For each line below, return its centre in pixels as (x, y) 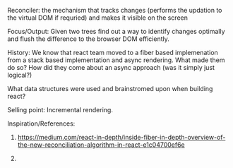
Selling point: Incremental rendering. (60, 110)
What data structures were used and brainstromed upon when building (110, 89)
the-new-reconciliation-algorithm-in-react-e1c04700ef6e (101, 145)
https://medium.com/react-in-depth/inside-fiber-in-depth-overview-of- (121, 137)
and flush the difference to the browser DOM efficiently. (88, 39)
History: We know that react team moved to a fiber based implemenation (113, 53)
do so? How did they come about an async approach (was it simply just (111, 67)
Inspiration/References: (41, 124)
